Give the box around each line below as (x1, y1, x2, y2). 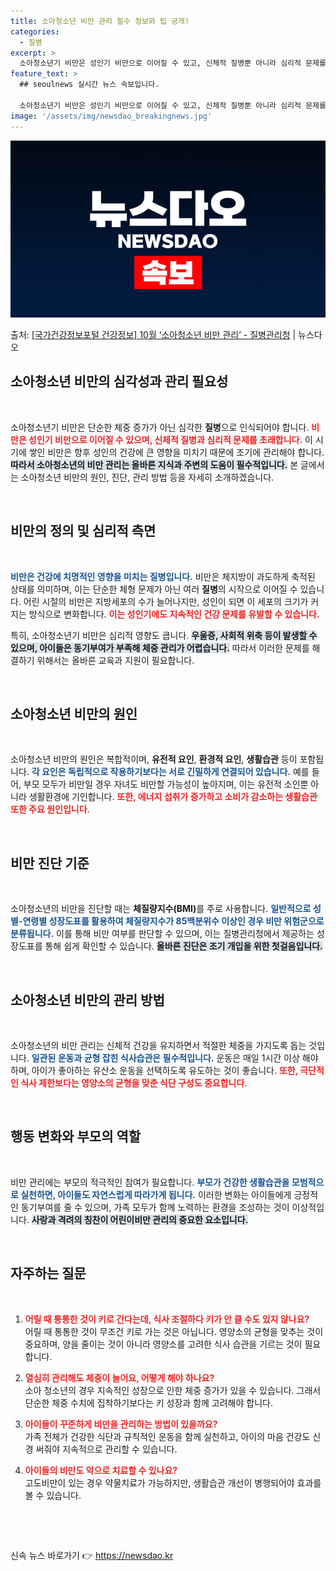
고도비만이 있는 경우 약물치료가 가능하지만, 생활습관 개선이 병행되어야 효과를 (24, 1476, 322, 1489)
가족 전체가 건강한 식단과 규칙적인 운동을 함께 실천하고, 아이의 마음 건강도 (24, 1430, 311, 1442)
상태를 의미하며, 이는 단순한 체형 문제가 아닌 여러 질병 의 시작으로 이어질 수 (10, 583, 298, 595)
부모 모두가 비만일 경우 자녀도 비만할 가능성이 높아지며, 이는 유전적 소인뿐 (23, 778, 309, 790)
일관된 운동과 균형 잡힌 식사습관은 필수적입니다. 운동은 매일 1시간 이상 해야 (31, 1052, 319, 1064)
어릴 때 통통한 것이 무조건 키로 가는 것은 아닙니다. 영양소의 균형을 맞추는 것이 (24, 1325, 324, 1337)
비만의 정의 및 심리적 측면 (10, 523, 157, 540)
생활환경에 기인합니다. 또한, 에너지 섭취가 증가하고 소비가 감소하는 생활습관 (28, 791, 318, 803)
